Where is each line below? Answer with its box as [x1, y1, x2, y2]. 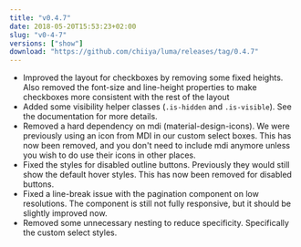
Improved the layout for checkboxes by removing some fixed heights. [22, 72, 284, 83]
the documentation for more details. [22, 111, 158, 122]
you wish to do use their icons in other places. [22, 149, 196, 160]
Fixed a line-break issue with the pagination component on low [22, 189, 260, 200]
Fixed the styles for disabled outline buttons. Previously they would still [22, 160, 290, 170]
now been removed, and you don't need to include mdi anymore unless [22, 140, 290, 151]
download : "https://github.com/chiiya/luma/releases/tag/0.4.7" [9, 47, 259, 57]
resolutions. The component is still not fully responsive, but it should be [22, 198, 292, 210]
